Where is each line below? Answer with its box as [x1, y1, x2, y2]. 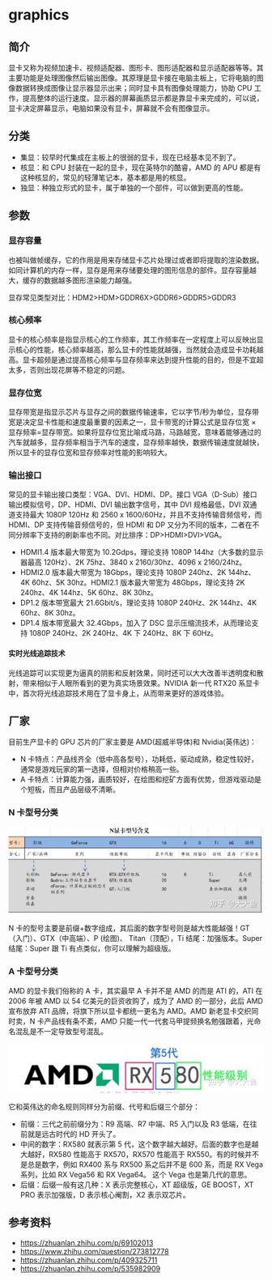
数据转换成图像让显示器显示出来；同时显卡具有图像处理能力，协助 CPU [15, 83, 253, 92]
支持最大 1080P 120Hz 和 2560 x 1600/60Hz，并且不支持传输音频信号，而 [15, 510, 262, 520]
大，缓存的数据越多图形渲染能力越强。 [8, 275, 136, 285]
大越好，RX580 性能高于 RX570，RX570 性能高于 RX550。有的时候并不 [19, 1150, 259, 1160]
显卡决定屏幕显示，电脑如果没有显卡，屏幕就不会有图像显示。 [8, 104, 215, 113]
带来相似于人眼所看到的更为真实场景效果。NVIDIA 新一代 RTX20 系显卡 [22, 678, 261, 687]
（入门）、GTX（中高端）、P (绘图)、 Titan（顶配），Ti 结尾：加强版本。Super [8, 934, 263, 943]
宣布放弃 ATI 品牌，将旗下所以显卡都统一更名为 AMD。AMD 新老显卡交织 [8, 1006, 252, 1015]
